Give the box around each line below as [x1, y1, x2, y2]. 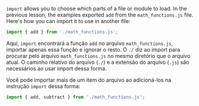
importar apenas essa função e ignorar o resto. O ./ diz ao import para [6, 46, 181, 53]
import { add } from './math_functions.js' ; [6, 29, 119, 35]
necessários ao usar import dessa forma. [6, 65, 107, 72]
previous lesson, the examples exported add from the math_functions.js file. [6, 11, 194, 18]
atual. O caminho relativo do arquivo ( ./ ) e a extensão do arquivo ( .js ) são [6, 59, 189, 66]
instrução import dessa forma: [6, 82, 80, 89]
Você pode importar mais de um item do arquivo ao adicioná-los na [6, 76, 172, 83]
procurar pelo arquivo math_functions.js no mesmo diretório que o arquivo [6, 52, 191, 59]
